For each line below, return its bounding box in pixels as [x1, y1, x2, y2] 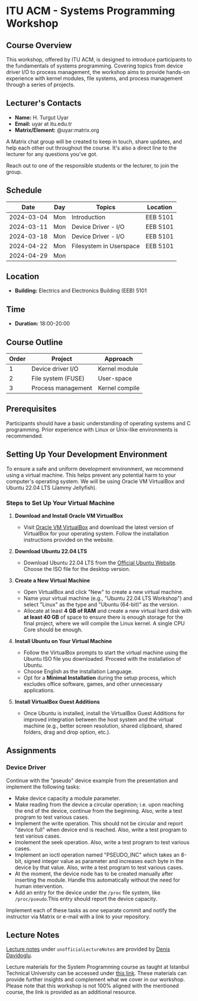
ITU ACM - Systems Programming [6, 4, 176, 18]
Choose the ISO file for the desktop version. [23, 565, 131, 572]
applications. [23, 686, 55, 693]
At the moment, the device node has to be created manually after [14, 870, 173, 877]
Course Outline [6, 337, 63, 347]
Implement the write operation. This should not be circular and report [14, 819, 183, 826]
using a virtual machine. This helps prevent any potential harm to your [6, 472, 176, 479]
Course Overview [6, 40, 72, 50]
